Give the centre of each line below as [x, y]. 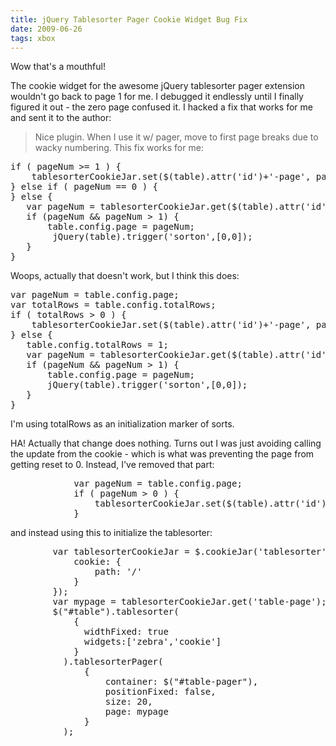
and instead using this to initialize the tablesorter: [111, 533]
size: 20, [128, 702]
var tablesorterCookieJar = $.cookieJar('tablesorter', [192, 552]
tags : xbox [33, 38]
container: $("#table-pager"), [181, 682]
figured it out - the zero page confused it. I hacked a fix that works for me [161, 107]
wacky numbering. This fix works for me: [119, 148]
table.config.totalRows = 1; [97, 345]
